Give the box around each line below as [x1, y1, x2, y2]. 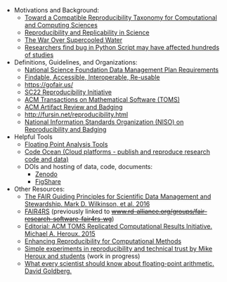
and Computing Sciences [24, 21, 98, 29]
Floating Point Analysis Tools [24, 140, 108, 148]
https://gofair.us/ [24, 81, 74, 88]
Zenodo [34, 170, 58, 178]
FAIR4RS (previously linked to [24, 207, 110, 215]
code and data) [24, 155, 69, 163]
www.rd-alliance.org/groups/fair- [111, 207, 207, 215]
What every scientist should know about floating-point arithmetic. [24, 260, 214, 267]
